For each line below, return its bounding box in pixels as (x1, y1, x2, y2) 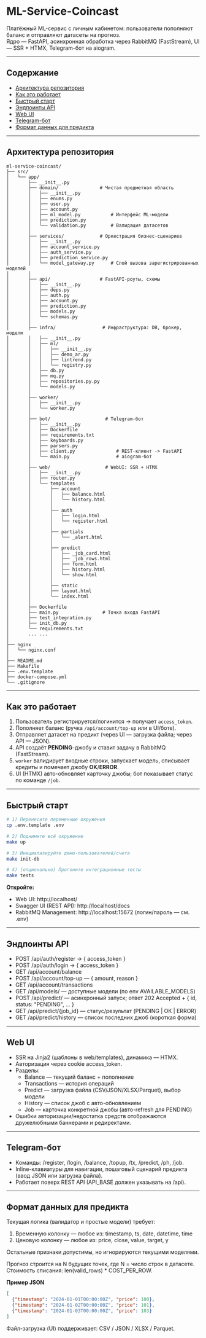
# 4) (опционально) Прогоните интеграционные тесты (6, 867, 141, 873)
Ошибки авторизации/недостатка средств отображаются (15, 1112, 167, 1119)
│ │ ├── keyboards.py (6, 437, 84, 444)
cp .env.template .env (6, 822, 64, 829)
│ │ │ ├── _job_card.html (6, 550, 112, 557)
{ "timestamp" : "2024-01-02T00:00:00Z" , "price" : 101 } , (12, 1302, 155, 1309)
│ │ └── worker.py (6, 405, 75, 411)
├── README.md (6, 657, 43, 664)
